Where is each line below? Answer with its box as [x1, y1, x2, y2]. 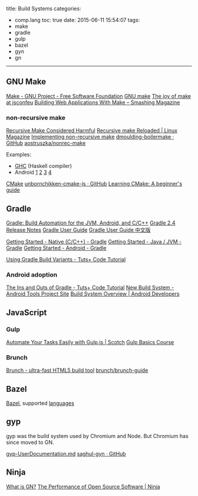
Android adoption [6, 270, 58, 278]
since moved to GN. [6, 439, 54, 446]
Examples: [6, 151, 31, 158]
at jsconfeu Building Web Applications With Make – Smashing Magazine [6, 99, 180, 106]
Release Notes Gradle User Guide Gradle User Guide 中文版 [6, 226, 151, 233]
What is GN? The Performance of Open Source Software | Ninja [6, 483, 160, 490]
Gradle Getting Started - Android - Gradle [6, 244, 107, 251]
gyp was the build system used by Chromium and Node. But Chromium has [6, 432, 189, 439]
